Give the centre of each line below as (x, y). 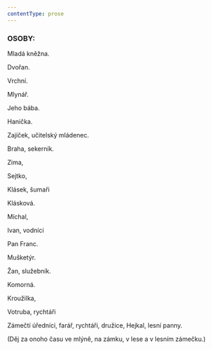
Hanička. (20, 121)
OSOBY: (21, 38)
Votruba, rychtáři (31, 311)
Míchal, (18, 216)
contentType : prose (36, 14)
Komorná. (21, 284)
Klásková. (21, 203)
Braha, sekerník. (31, 149)
